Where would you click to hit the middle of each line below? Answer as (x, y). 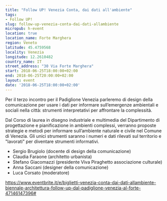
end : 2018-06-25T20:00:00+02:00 (39, 76)
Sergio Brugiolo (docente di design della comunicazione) (72, 151)
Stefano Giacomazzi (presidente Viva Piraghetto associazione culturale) (88, 162)
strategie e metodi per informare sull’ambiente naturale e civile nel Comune (83, 131)
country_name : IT (24, 62)
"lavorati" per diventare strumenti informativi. (52, 141)
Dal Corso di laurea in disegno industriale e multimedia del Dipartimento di (82, 120)
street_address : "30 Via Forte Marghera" (50, 66)
